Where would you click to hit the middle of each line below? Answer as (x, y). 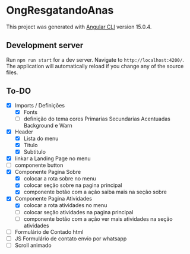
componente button (39, 165)
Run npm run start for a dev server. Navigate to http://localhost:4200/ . (95, 59)
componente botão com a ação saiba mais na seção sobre (95, 192)
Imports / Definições (40, 105)
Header (24, 132)
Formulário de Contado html (49, 231)
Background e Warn (48, 125)
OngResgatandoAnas (60, 10)
